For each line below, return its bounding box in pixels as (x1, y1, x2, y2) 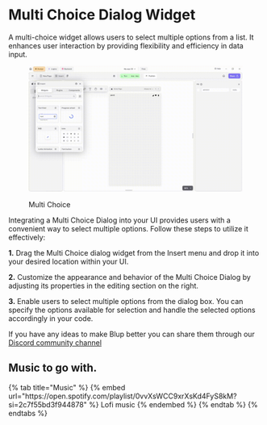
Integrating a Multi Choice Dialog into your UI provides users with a (8, 215, 232, 225)
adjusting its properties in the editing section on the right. (8, 281, 199, 291)
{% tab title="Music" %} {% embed (8, 382, 126, 392)
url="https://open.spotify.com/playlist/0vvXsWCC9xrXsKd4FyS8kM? (8, 391, 237, 401)
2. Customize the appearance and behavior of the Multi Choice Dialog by (8, 273, 252, 282)
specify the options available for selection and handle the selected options (8, 305, 256, 315)
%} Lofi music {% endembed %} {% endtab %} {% (88, 399, 258, 409)
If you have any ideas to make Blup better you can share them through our (8, 329, 256, 340)
